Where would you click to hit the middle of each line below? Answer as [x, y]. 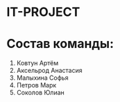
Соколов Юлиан [41, 93]
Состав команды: [60, 44]
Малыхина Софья [42, 78]
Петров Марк [36, 85]
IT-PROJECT [43, 12]
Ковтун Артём [37, 63]
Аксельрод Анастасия [49, 71]
